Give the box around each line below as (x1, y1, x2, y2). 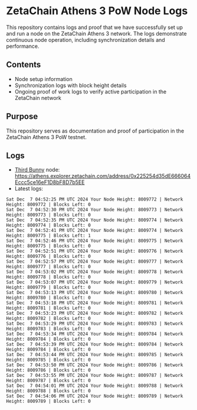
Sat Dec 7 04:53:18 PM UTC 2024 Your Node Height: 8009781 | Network (6, 300, 183, 306)
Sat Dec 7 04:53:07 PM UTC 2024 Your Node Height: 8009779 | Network (6, 279, 183, 285)
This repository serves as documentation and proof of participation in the (6, 127, 185, 134)
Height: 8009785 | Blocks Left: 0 (6, 357, 91, 363)
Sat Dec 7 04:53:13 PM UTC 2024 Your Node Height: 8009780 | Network (6, 290, 183, 296)
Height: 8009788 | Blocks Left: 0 (6, 388, 91, 394)
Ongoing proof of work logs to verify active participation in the (14, 88, 167, 95)
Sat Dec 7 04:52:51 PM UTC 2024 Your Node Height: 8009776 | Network (6, 248, 183, 254)
